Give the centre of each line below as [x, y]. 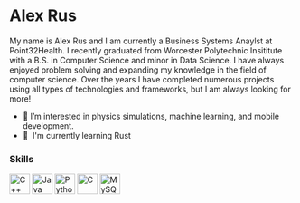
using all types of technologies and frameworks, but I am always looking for [150, 89]
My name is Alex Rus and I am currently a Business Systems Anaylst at [141, 41]
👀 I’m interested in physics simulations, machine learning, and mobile [151, 116]
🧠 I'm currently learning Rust [76, 135]
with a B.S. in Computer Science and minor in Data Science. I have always [147, 60]
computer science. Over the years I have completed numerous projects [142, 79]
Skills [22, 159]
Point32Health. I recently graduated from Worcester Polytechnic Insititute [146, 50]
